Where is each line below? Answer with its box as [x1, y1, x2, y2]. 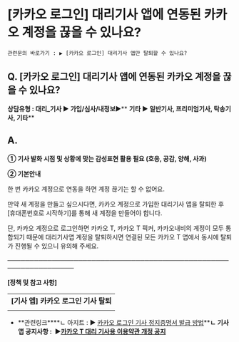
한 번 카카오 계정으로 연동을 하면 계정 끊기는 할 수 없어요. [7, 185, 166, 193]
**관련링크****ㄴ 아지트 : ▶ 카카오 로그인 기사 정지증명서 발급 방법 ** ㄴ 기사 [17, 318, 230, 326]
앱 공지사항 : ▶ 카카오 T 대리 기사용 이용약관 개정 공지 [17, 327, 166, 336]
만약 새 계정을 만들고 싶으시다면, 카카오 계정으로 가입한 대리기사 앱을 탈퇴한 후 [7, 199, 225, 208]
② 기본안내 [7, 169, 41, 178]
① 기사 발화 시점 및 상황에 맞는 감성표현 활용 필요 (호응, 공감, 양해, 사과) [7, 154, 207, 162]
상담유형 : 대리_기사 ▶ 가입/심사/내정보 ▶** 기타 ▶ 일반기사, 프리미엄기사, [7, 104, 213, 113]
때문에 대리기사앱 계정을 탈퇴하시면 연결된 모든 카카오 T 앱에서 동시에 [26, 232, 219, 241]
